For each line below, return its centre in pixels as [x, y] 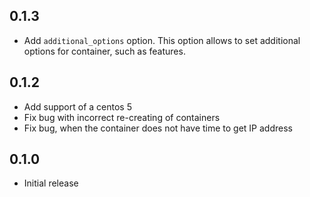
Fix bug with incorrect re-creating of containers [122, 117]
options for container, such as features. [104, 51]
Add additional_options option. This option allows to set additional [162, 40]
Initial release [51, 183]
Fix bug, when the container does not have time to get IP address [158, 128]
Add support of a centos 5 [77, 106]
